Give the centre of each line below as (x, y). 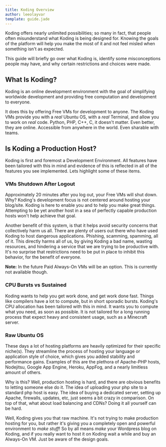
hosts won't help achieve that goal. (41, 216)
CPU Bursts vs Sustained (36, 285)
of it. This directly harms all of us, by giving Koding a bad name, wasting (79, 241)
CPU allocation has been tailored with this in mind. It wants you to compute (82, 306)
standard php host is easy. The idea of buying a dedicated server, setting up (83, 392)
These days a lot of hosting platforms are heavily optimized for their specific (83, 346)
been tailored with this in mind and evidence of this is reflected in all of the (81, 166)
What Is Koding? (31, 79)
